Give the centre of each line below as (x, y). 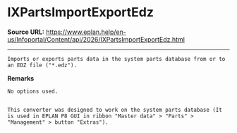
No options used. (33, 91)
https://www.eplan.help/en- (86, 32)
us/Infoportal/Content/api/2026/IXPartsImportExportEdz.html (96, 39)
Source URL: (26, 32)
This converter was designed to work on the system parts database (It (115, 110)
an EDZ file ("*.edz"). (42, 65)
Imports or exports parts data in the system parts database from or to (116, 59)
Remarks (21, 78)
